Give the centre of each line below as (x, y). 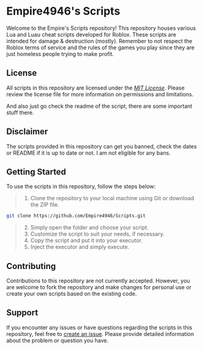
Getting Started (36, 172)
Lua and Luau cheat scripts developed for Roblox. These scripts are (91, 34)
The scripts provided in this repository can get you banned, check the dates (101, 146)
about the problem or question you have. (57, 340)
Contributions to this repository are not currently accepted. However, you (98, 281)
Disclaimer (27, 132)
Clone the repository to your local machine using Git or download (112, 198)
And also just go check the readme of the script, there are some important (99, 106)
